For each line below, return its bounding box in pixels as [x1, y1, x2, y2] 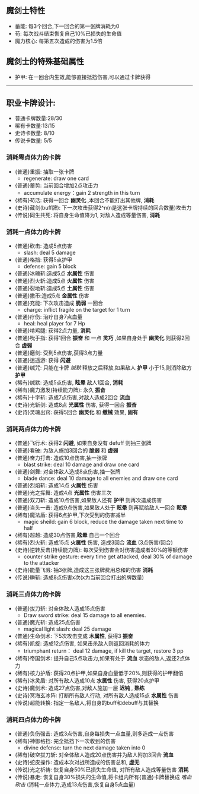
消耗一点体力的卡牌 [6, 227, 61, 236]
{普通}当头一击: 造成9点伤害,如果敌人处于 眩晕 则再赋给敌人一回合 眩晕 [14, 504, 188, 511]
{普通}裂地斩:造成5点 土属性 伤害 [14, 284, 95, 292]
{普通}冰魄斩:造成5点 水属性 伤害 [14, 270, 95, 277]
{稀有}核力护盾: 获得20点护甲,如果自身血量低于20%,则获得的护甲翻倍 [14, 669, 184, 676]
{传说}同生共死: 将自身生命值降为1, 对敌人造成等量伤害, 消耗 [14, 211, 161, 219]
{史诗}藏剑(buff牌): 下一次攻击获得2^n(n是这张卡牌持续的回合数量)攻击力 [14, 204, 192, 211]
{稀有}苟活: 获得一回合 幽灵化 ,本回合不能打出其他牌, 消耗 [14, 197, 155, 204]
